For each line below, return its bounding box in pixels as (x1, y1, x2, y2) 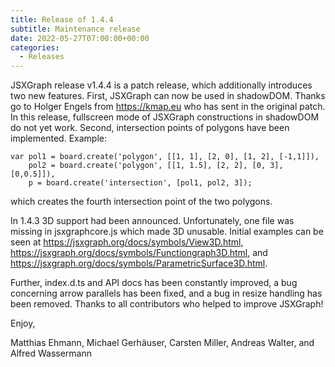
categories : (10, 42, 60, 53)
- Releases (19, 52, 65, 62)
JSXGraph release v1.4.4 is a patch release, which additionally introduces (10, 79, 313, 91)
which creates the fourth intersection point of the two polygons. (10, 196, 273, 208)
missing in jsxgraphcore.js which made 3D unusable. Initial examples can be (10, 226, 324, 238)
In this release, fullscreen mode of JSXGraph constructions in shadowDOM (10, 111, 320, 123)
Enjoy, (10, 317, 36, 330)
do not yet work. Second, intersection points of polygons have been (10, 122, 290, 134)
